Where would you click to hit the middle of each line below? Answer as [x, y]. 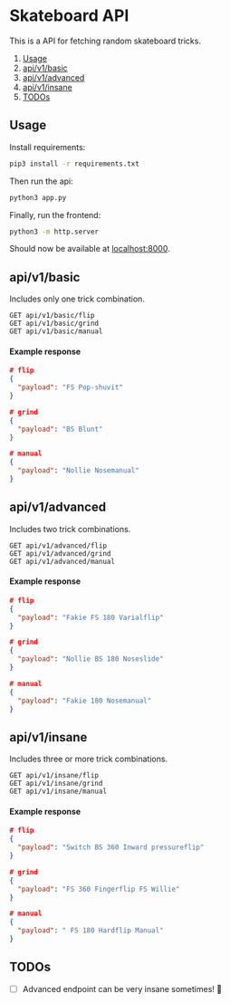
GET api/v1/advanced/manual [62, 561]
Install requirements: [48, 147]
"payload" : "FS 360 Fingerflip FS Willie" [99, 889]
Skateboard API [69, 16]
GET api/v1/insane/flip [54, 776]
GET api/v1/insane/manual [58, 792]
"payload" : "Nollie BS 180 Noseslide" [91, 659]
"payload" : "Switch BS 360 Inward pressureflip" [111, 847]
